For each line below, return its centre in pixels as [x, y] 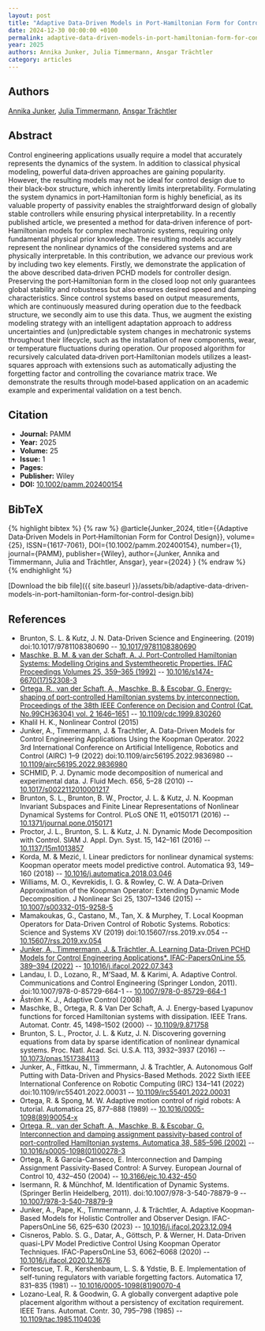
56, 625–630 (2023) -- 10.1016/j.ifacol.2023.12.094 [150, 1227]
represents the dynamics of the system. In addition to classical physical [124, 163]
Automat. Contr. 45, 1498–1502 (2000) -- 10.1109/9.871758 [114, 1025]
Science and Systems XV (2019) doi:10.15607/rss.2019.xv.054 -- [124, 932]
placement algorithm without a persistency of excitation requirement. [132, 1302]
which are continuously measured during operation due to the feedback [125, 306]
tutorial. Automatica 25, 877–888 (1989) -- [88, 1109]
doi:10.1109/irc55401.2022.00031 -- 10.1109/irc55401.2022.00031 [125, 1092]
